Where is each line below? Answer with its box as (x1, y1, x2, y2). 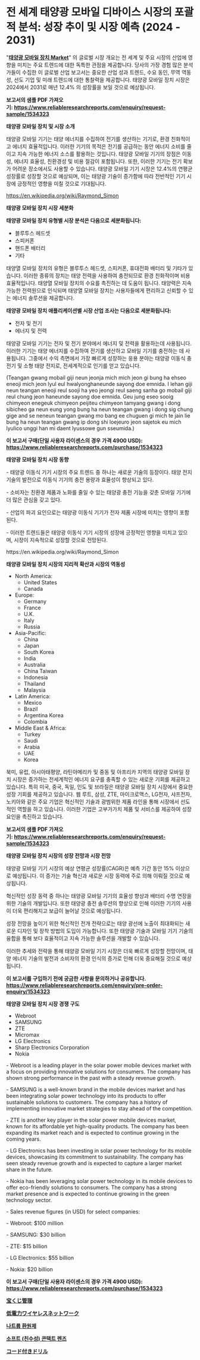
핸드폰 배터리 (14, 244, 46, 251)
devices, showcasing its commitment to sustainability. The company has (6, 1153, 183, 1160)
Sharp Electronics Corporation (14, 1044, 89, 1051)
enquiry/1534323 (6, 988, 51, 995)
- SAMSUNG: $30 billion (6, 1231, 66, 1238)
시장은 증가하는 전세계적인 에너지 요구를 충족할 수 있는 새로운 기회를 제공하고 (12, 776, 190, 783)
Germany (23, 597, 46, 605)
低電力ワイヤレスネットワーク (6, 1309, 79, 1317)
